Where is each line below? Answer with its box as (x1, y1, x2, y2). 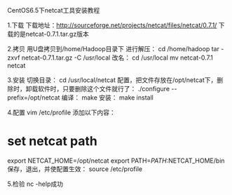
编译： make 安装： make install (61, 93, 154, 102)
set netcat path (7, 133, 98, 149)
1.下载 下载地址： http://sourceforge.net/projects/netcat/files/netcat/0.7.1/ (7, 21, 217, 29)
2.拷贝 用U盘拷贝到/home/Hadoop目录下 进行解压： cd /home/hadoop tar (7, 45, 219, 53)
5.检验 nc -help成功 (7, 180, 63, 188)
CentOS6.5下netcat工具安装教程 (7, 6, 100, 14)
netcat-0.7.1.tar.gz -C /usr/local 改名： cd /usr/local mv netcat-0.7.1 (21, 53, 214, 62)
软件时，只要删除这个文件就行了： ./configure (37, 85, 170, 93)
